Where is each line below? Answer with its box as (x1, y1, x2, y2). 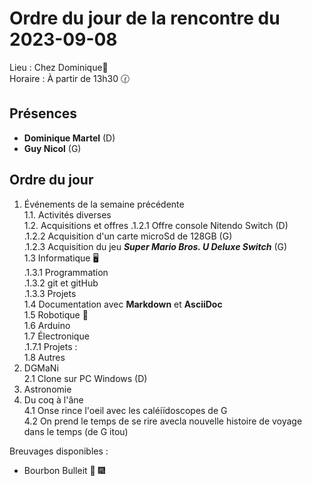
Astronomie (23, 383, 72, 395)
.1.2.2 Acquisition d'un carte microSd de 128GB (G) (23, 230, 233, 242)
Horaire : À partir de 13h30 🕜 (9, 72, 131, 84)
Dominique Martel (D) (23, 132, 116, 144)
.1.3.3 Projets (23, 287, 77, 299)
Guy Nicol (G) (23, 142, 82, 154)
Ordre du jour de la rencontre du (9, 7, 281, 30)
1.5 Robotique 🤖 (23, 308, 89, 321)
